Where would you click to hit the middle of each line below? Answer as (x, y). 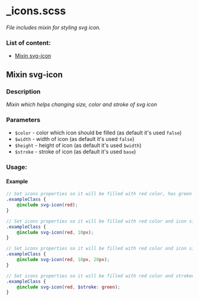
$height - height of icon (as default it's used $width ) (78, 145)
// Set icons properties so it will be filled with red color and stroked (100, 276)
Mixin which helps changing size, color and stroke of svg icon (82, 104)
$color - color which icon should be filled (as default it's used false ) (98, 133)
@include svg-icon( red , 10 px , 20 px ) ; (63, 260)
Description (23, 92)
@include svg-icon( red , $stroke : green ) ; (68, 287)
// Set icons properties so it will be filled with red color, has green (99, 194)
